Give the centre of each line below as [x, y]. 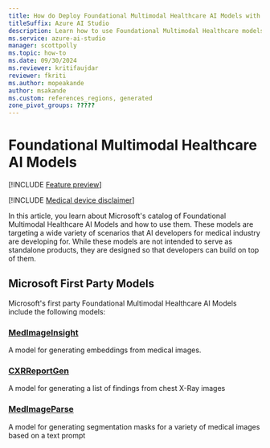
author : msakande [37, 90]
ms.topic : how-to [37, 53]
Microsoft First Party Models [82, 284]
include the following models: [57, 311]
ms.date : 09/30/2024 [43, 61]
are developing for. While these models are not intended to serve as [121, 241]
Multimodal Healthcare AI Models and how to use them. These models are [131, 224]
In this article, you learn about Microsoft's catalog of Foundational [117, 216]
